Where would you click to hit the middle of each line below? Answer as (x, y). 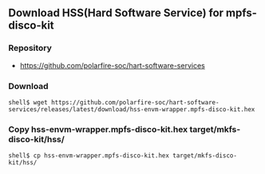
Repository (30, 48)
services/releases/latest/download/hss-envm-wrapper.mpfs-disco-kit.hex (132, 109)
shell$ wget (28, 102)
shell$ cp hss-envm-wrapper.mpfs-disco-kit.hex (89, 156)
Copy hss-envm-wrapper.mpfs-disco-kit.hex (98, 129)
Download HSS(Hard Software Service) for (116, 13)
